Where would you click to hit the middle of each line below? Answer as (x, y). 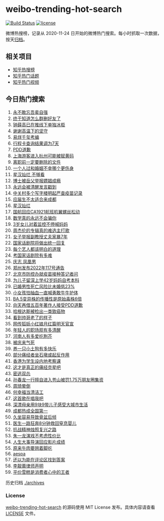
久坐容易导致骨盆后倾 (34, 417)
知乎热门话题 (26, 76)
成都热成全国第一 (30, 411)
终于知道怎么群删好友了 (37, 118)
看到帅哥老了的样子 (32, 317)
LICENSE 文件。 (22, 513)
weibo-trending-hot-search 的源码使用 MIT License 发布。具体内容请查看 (81, 507)
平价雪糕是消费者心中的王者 (41, 472)
